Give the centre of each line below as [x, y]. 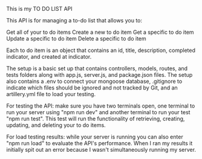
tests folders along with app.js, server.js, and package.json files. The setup [99, 75]
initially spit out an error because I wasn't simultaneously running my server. [101, 150]
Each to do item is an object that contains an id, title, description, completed [101, 50]
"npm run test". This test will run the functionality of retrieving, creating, [96, 118]
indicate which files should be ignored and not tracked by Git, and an [92, 88]
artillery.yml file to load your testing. [51, 94]
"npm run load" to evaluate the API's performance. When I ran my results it [99, 143]
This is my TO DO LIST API [39, 9]
